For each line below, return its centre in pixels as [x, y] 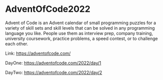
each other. [17, 43]
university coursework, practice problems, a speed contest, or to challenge [81, 39]
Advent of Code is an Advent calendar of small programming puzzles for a [81, 23]
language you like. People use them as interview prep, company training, [79, 33]
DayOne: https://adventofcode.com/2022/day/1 [53, 63]
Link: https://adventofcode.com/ [38, 53]
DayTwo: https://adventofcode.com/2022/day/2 [54, 72]
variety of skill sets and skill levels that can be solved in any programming [80, 28]
